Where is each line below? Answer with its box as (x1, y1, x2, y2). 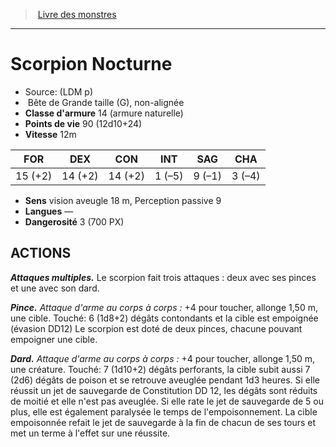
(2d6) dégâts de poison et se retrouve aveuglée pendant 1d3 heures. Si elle (10, 374, 320, 386)
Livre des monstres (37, 9, 117, 20)
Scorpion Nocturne (10, 53, 173, 76)
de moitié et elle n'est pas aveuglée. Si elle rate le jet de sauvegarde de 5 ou (10, 395, 324, 407)
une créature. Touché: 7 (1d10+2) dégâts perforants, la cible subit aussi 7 (10, 363, 311, 375)
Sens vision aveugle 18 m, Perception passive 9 (24, 194, 222, 206)
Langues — (24, 205, 74, 217)
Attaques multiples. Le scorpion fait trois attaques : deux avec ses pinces (10, 271, 317, 283)
